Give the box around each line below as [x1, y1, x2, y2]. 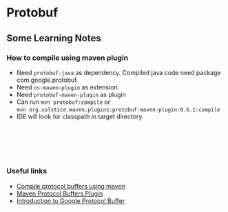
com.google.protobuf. [16, 76, 79, 84]
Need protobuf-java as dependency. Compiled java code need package [16, 68, 221, 76]
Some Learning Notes [6, 32, 101, 44]
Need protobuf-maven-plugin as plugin [16, 90, 127, 98]
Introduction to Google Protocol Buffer [16, 196, 125, 204]
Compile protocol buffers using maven [16, 182, 125, 190]
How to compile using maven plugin [6, 53, 129, 63]
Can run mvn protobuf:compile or [16, 98, 111, 106]
